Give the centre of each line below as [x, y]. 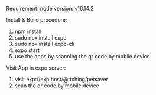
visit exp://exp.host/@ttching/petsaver [61, 79]
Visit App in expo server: [36, 68]
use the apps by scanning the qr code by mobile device [82, 56]
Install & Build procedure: [37, 20]
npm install [28, 31]
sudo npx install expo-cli [45, 44]
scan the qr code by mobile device [57, 86]
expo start [27, 50]
